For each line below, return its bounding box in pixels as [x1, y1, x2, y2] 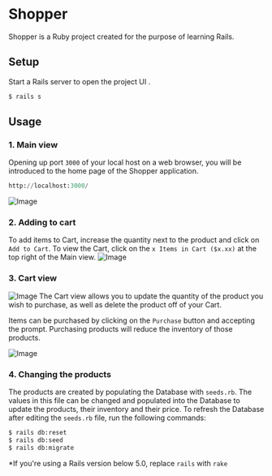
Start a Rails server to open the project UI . [8, 76, 151, 86]
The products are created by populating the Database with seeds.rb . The [8, 387, 253, 397]
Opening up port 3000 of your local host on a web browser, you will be [8, 157, 242, 167]
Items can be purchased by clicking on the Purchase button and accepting [8, 315, 256, 325]
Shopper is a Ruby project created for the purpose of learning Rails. [8, 32, 235, 41]
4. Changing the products [8, 368, 112, 380]
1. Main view [8, 139, 58, 150]
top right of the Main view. [8, 252, 96, 262]
